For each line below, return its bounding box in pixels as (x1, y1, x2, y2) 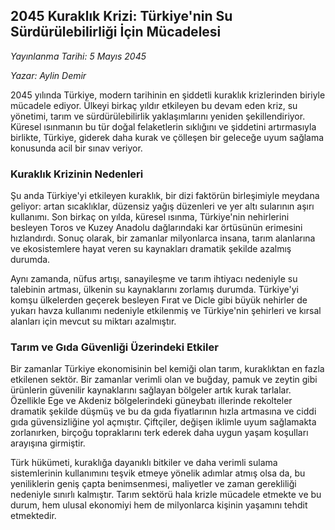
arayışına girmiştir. (10, 437, 86, 449)
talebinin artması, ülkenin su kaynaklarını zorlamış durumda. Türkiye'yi (10, 284, 299, 296)
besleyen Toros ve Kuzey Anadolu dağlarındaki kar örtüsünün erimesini (10, 222, 303, 234)
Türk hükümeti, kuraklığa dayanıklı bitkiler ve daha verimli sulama (10, 457, 278, 469)
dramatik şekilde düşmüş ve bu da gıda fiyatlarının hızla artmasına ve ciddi (10, 405, 317, 418)
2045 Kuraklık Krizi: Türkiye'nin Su (10, 8, 233, 25)
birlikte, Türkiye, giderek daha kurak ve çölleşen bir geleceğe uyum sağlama (10, 131, 325, 143)
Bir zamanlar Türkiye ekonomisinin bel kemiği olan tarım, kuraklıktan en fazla (10, 363, 325, 375)
